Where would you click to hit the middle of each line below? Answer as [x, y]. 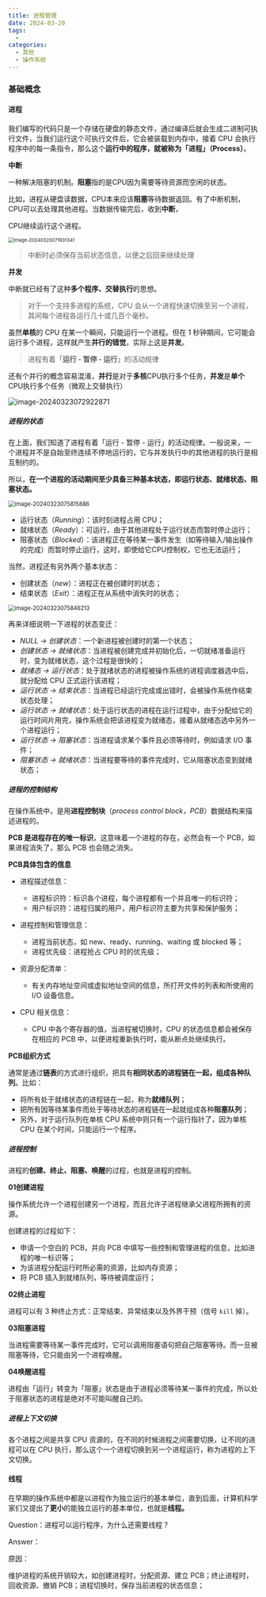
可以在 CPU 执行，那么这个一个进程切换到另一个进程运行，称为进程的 [128, 1449]
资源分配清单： [44, 968]
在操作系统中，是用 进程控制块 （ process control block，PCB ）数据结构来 [127, 811]
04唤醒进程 [27, 1371]
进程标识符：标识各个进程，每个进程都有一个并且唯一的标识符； [135, 898]
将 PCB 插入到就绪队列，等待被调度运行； [87, 1277]
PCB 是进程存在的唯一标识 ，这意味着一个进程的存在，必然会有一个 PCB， [128, 837]
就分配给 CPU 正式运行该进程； [71, 680]
